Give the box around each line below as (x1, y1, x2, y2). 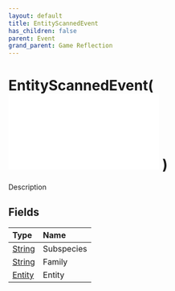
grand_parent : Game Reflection (8, 42, 113, 50)
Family (43, 256, 68, 267)
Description (8, 182, 47, 192)
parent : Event (8, 34, 56, 43)
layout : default (8, 11, 63, 20)
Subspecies (43, 243, 87, 254)
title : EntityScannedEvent (8, 19, 99, 27)
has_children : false (8, 27, 78, 35)
